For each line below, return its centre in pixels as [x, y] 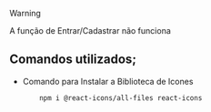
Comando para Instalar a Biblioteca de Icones [108, 81]
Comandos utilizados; [73, 60]
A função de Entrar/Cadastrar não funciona [90, 31]
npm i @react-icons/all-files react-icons [121, 98]
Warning [25, 13]
